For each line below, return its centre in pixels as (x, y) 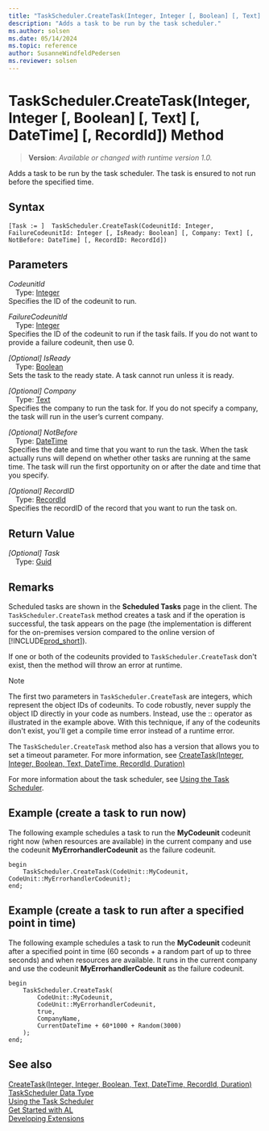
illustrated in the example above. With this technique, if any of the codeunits (134, 722)
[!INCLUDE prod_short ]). (48, 641)
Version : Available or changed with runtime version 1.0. (120, 158)
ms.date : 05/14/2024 (43, 38)
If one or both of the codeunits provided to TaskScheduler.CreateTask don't (133, 657)
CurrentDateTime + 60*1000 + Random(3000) (110, 1026)
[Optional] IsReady (39, 358)
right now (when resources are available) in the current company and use (130, 841)
